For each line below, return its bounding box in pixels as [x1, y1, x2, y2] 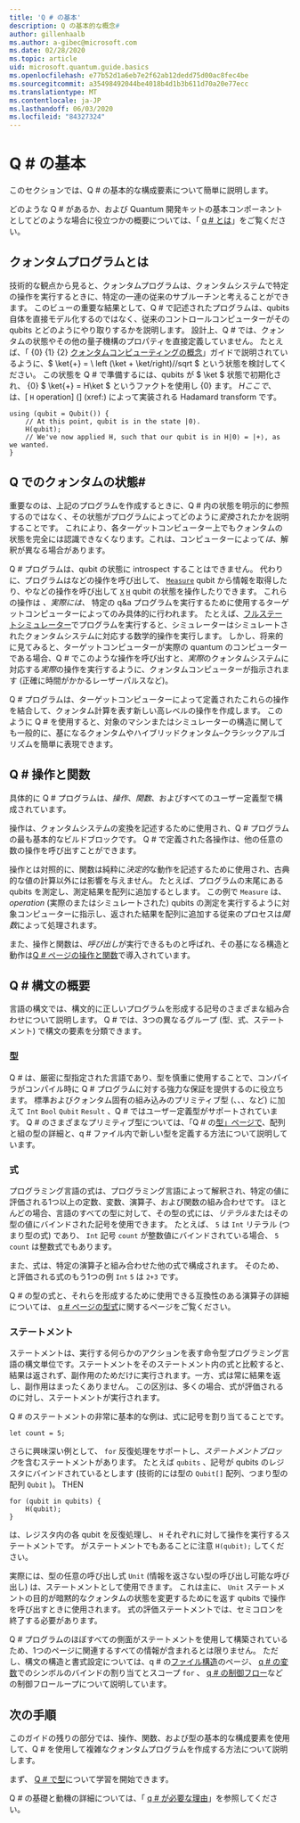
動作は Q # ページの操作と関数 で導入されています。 [9, 949, 196, 960]
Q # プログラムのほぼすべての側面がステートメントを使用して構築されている [9, 1634, 288, 1645]
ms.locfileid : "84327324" [9, 112, 105, 121]
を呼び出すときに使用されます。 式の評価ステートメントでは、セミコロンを [9, 1604, 284, 1614]
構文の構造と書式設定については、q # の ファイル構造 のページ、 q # [24, 1656, 272, 1667]
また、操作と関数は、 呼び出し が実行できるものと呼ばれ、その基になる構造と [9, 938, 290, 949]
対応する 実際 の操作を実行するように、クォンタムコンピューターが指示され [9, 663, 282, 674]
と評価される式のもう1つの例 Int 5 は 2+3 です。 [9, 1271, 183, 1282]
